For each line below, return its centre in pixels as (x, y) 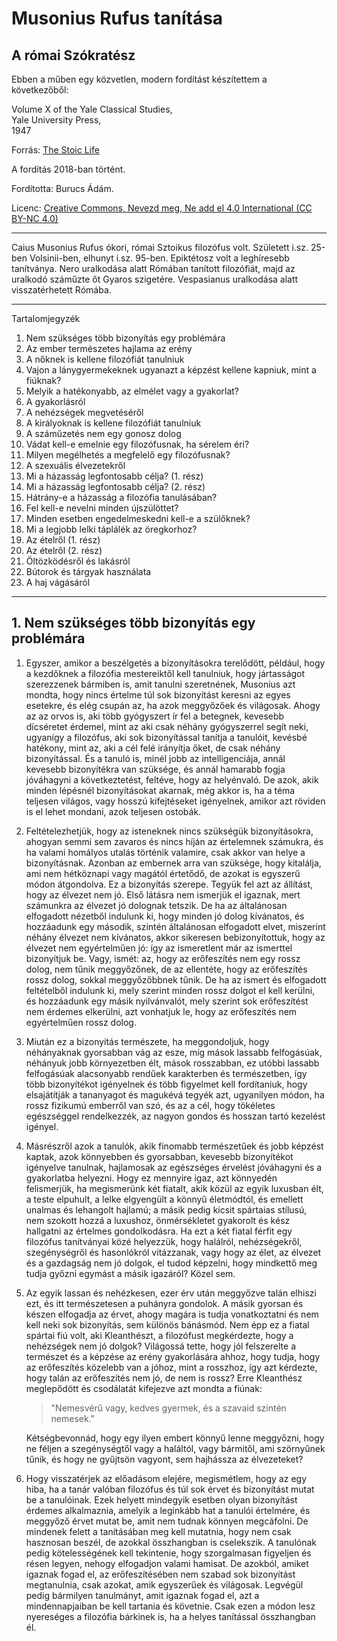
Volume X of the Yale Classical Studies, (92, 109)
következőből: (40, 90)
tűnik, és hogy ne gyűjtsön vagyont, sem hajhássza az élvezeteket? (164, 1459)
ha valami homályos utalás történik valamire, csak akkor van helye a (165, 852)
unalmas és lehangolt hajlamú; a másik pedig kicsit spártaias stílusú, (166, 1209)
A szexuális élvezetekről (75, 465)
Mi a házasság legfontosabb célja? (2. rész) (115, 486)
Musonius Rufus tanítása (117, 18)
